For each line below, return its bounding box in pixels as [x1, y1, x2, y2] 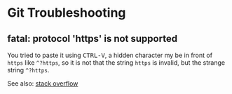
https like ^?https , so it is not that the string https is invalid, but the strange [7, 58, 226, 67]
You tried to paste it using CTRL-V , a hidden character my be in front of [7, 51, 212, 59]
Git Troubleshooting [7, 5, 126, 21]
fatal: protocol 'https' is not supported [7, 33, 177, 45]
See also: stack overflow [7, 79, 79, 88]
